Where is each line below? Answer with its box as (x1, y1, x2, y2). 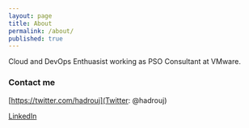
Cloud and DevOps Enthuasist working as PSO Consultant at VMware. (8, 57, 241, 66)
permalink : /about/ (8, 27, 74, 35)
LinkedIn (8, 111, 37, 121)
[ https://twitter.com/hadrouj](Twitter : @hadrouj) (8, 95, 167, 105)
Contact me (8, 77, 56, 88)
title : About (8, 19, 53, 28)
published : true (8, 34, 63, 43)
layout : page (8, 11, 53, 20)
